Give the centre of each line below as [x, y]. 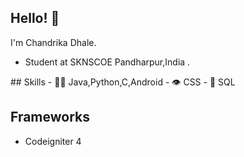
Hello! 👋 [35, 18]
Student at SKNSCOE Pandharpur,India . [107, 62]
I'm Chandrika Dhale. [53, 42]
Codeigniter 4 [53, 141]
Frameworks [50, 117]
